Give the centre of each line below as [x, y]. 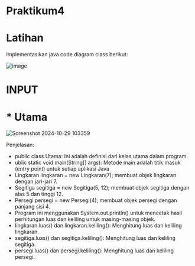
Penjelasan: [20, 145]
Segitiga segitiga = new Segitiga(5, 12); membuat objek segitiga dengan [102, 188]
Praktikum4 [35, 11]
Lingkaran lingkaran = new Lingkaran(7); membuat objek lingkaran [95, 175]
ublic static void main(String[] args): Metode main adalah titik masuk [98, 163]
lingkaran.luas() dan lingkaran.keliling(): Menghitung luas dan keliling [98, 226]
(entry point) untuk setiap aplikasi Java [62, 169]
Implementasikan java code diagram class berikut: [67, 55]
